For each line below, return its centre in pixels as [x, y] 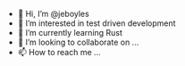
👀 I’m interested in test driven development [97, 23]
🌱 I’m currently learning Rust [70, 33]
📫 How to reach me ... [59, 52]
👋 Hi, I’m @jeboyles [53, 14]
